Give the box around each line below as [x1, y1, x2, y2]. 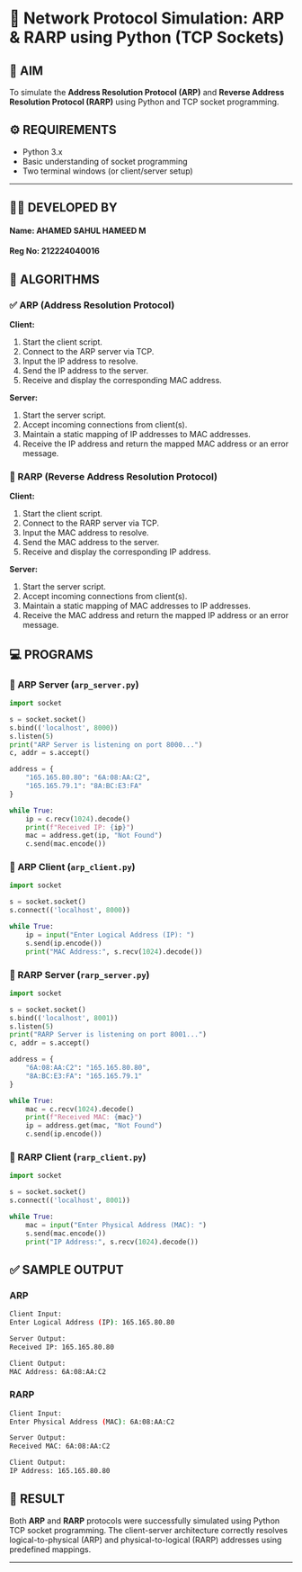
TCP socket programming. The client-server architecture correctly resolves [9, 1524, 289, 1535]
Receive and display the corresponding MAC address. [22, 375, 222, 386]
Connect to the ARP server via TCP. [22, 346, 155, 357]
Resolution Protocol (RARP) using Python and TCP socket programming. [9, 96, 280, 107]
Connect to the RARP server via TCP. [22, 517, 160, 529]
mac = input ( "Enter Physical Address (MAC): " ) [25, 1220, 207, 1229]
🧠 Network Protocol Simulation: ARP [9, 8, 285, 29]
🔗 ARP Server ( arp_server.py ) [9, 678, 139, 691]
